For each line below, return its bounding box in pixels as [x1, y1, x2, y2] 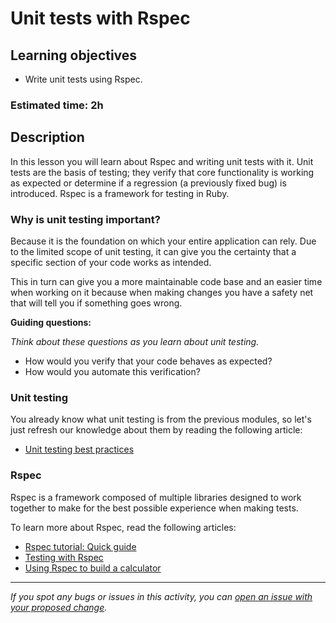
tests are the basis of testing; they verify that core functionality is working [10, 166, 315, 178]
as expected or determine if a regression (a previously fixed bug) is [10, 177, 287, 189]
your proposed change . [10, 601, 108, 613]
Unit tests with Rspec [10, 7, 191, 30]
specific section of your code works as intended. [10, 257, 212, 269]
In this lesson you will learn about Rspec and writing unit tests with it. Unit [10, 155, 314, 167]
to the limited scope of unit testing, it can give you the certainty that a [10, 246, 297, 258]
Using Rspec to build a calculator [24, 562, 162, 574]
